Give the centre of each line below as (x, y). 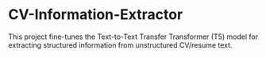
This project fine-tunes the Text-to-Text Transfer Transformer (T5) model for (133, 37)
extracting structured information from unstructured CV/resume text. (120, 44)
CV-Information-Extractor (96, 15)
